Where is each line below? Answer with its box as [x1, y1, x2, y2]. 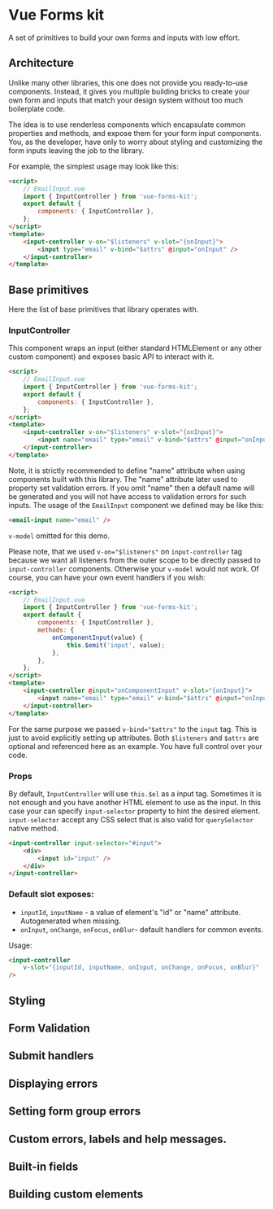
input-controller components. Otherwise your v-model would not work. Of [8, 563, 260, 573]
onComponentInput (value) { [51, 633, 144, 642]
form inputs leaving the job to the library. [8, 145, 145, 156]
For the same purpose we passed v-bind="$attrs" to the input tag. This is [8, 724, 258, 734]
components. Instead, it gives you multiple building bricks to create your [8, 86, 250, 96]
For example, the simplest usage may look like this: [8, 161, 179, 171]
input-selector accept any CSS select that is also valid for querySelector [8, 814, 254, 824]
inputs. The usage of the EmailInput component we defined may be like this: [8, 500, 264, 510]
